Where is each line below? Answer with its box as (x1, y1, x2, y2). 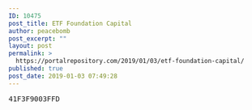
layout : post (8, 42, 53, 50)
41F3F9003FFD (8, 94, 61, 104)
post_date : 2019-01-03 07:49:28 (8, 72, 117, 80)
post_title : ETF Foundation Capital (8, 19, 132, 27)
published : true (8, 65, 63, 73)
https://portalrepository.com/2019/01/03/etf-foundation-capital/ (15, 57, 245, 66)
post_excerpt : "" (8, 34, 67, 43)
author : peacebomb (8, 27, 70, 35)
